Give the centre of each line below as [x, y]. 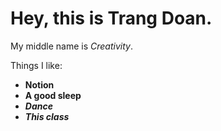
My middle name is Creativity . [71, 46]
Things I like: [36, 65]
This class [47, 116]
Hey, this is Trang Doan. [111, 18]
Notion [39, 84]
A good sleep [53, 95]
